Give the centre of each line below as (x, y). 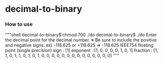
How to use (19, 24)
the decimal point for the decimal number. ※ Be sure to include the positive (81, 40)
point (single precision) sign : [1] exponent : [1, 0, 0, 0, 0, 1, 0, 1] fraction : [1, (82, 50)
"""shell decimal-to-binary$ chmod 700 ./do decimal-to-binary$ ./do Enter (81, 35)
